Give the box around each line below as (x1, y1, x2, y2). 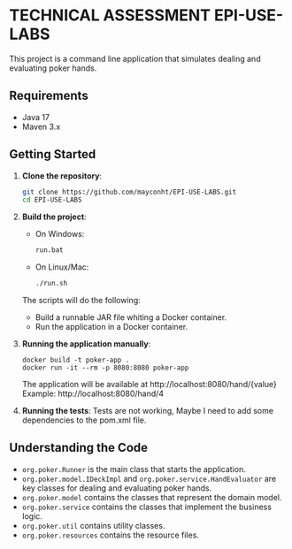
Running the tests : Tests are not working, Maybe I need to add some (21, 406, 274, 416)
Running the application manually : (21, 339, 151, 349)
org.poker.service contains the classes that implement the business (21, 501, 273, 512)
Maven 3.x (21, 121, 61, 132)
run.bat (35, 246, 64, 255)
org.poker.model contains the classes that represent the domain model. (21, 492, 282, 502)
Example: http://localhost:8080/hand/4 (21, 388, 165, 399)
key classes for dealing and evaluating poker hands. (21, 483, 212, 493)
